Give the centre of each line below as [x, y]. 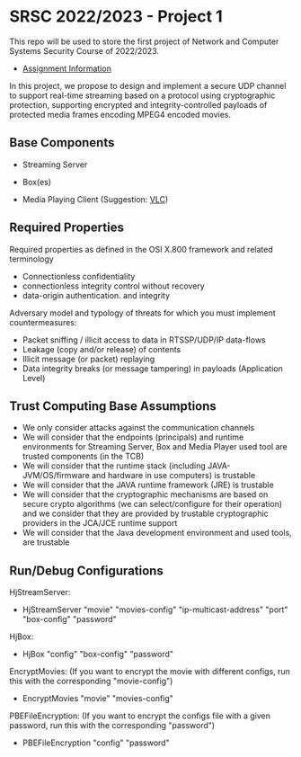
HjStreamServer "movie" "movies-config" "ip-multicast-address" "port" [155, 610]
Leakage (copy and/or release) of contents [102, 349]
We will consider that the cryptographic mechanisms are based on [145, 494]
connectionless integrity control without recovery [113, 286]
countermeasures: [43, 322]
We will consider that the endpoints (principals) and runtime [133, 437]
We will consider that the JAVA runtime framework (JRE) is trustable [148, 485]
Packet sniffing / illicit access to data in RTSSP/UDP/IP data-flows [144, 340]
